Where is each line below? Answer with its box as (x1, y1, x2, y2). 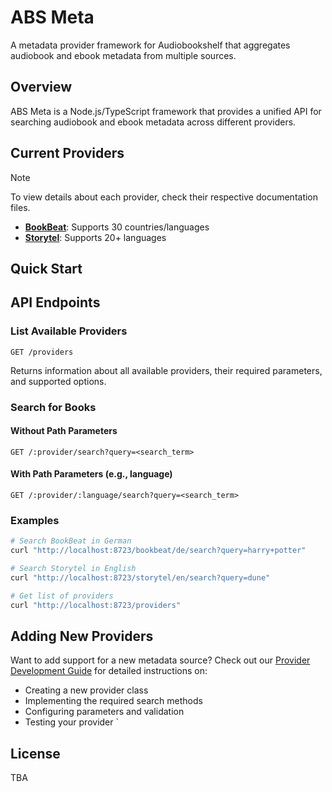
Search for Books (10, 400, 97, 414)
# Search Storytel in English (10, 564, 137, 574)
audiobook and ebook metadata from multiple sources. (10, 49, 237, 61)
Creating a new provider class (24, 684, 149, 696)
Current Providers (10, 145, 125, 162)
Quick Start (10, 260, 83, 277)
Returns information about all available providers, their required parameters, (10, 364, 323, 376)
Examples (10, 513, 60, 527)
